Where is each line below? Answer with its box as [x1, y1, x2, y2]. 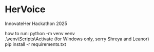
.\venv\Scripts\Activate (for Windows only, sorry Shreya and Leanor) [5, 36, 149, 42]
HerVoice [5, 4, 46, 15]
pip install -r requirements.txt [5, 41, 66, 47]
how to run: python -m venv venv [5, 30, 75, 36]
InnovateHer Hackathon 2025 [5, 20, 67, 27]
